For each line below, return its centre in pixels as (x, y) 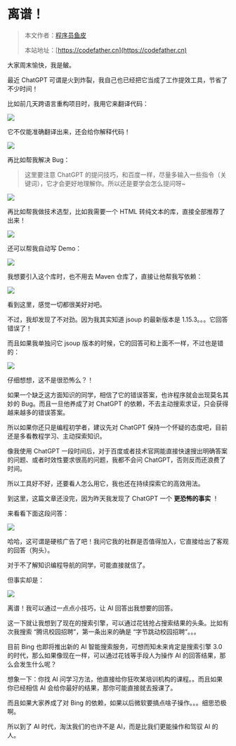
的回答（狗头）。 (31, 550)
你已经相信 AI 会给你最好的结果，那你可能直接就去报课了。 (92, 688)
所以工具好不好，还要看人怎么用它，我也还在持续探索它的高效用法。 (106, 483)
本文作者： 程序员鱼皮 (55, 35)
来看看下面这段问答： (38, 513)
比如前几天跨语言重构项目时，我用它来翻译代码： (78, 103)
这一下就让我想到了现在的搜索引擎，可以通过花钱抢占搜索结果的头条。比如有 (118, 622)
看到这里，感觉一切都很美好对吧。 (57, 304)
